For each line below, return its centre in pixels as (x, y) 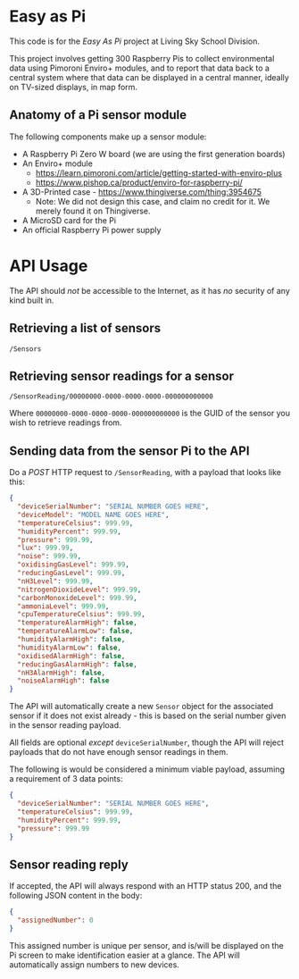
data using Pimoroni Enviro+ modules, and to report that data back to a (140, 68)
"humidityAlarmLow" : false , (70, 648)
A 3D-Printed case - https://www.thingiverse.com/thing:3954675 (141, 192)
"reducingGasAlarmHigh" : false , (78, 664)
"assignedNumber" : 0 (55, 920)
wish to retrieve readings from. (66, 423)
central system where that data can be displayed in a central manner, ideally (149, 77)
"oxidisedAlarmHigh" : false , (71, 656)
